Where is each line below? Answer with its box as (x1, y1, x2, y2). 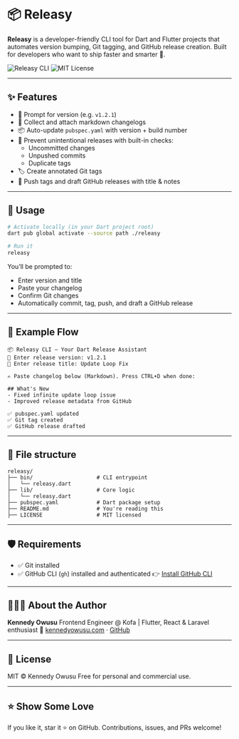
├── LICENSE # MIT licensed (7, 511, 142, 519)
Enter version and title (17, 276, 83, 285)
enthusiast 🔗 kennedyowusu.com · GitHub (7, 626, 130, 634)
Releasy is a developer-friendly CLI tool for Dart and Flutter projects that (7, 34, 220, 44)
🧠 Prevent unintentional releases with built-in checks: (17, 136, 174, 144)
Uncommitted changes (28, 143, 95, 152)
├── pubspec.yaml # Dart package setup (7, 499, 161, 506)
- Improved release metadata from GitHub (7, 397, 132, 404)
